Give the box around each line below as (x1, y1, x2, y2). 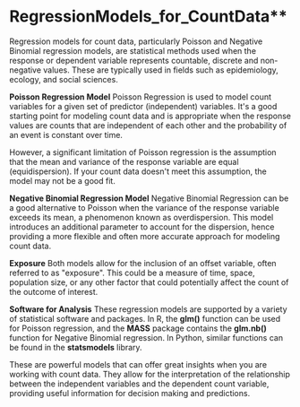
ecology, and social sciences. (9, 74, 118, 84)
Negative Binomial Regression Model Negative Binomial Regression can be (9, 193, 289, 203)
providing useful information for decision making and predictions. (9, 387, 251, 398)
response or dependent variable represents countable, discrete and (9, 55, 259, 65)
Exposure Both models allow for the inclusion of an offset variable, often (9, 257, 277, 268)
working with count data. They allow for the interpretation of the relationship (9, 368, 291, 379)
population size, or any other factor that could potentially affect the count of (9, 276, 289, 288)
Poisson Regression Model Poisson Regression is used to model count (9, 91, 271, 102)
